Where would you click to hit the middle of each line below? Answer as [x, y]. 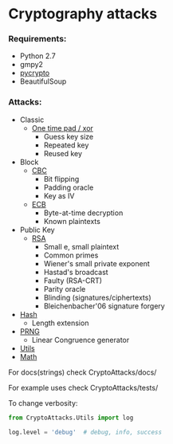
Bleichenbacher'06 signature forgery [104, 306]
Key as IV [59, 195]
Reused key [63, 153]
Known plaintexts [72, 221]
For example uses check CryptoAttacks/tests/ [83, 387]
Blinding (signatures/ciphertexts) [97, 297]
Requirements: [37, 39]
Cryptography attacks [83, 14]
